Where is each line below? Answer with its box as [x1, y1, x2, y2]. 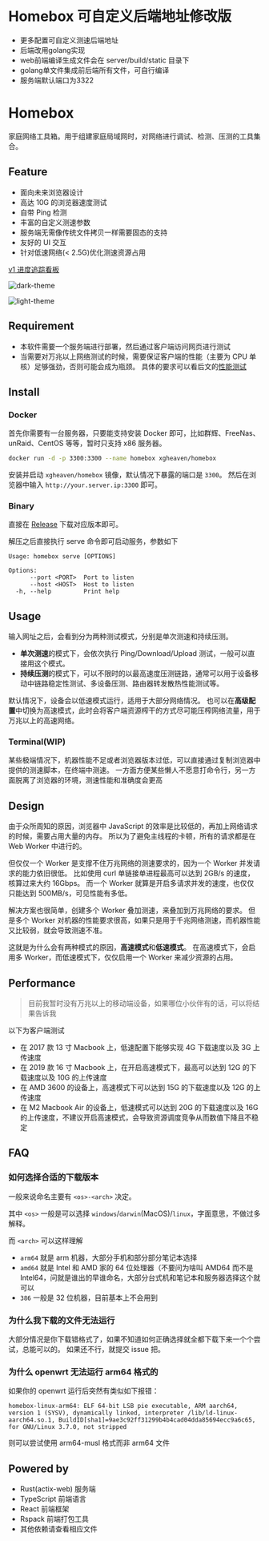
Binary [8, 500, 34, 511]
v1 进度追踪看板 [8, 264, 60, 274]
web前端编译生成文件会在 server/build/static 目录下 [19, 55, 190, 65]
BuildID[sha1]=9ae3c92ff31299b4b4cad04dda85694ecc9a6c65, [58, 1416, 256, 1424]
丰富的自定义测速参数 [19, 217, 90, 227]
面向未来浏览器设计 [19, 187, 84, 197]
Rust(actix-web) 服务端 [19, 1484, 96, 1494]
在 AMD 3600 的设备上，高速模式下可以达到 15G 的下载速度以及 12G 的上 [19, 1083, 261, 1092]
